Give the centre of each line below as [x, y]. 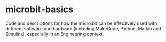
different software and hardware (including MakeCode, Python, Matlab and [83, 28]
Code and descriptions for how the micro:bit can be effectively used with [81, 23]
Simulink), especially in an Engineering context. [54, 34]
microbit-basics [39, 9]
